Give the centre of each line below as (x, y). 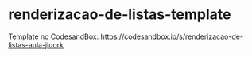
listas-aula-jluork (36, 44)
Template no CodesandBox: (54, 36)
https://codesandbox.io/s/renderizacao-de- (172, 36)
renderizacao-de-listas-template (120, 15)
